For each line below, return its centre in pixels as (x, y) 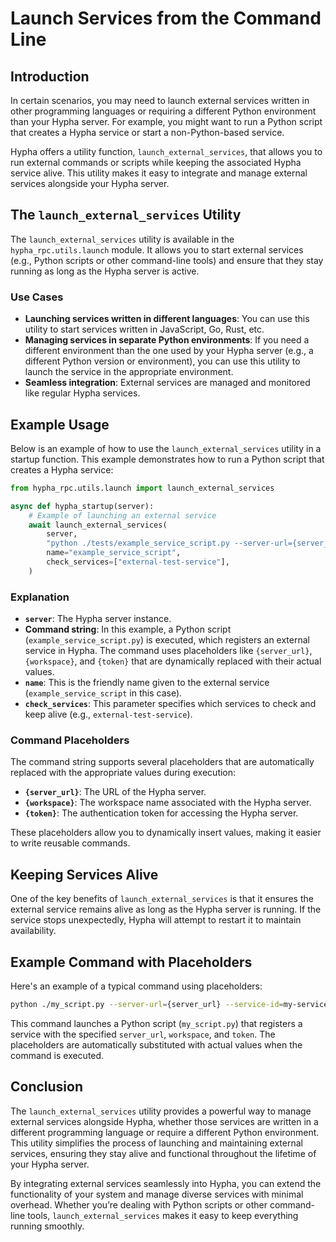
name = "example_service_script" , (114, 553)
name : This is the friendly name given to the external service (147, 683)
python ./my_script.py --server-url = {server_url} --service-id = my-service (169, 1005)
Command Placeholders (70, 740)
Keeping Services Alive (84, 874)
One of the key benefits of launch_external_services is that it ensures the (162, 899)
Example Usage (60, 424)
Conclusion (47, 1087)
